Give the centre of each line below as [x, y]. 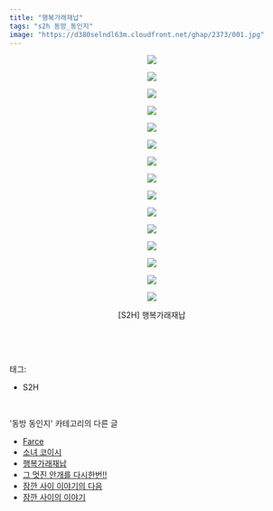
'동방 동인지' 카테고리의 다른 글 [64, 423]
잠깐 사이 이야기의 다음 [62, 486]
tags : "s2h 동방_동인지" [51, 26]
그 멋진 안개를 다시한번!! [65, 475]
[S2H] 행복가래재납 [152, 315]
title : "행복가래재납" [47, 18]
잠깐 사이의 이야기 [54, 497]
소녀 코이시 [42, 452]
